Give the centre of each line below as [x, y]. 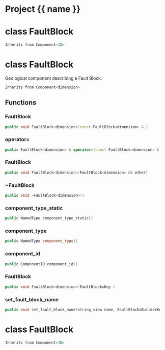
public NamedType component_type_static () [49, 218]
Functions [21, 103]
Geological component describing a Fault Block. [54, 78]
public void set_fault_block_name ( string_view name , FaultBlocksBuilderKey [84, 310]
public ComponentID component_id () [41, 264]
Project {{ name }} [43, 9]
